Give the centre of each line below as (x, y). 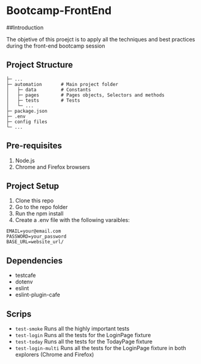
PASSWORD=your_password (37, 237)
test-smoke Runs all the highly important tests (72, 329)
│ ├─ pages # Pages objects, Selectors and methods (86, 95)
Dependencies (34, 261)
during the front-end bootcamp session (56, 46)
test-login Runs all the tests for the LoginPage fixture (83, 335)
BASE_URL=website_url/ (35, 242)
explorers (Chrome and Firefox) (55, 355)
